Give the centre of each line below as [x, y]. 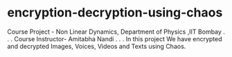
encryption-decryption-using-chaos [115, 13]
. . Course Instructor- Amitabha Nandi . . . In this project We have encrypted [115, 38]
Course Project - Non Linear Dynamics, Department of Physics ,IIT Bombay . [116, 32]
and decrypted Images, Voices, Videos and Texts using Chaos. [97, 46]
